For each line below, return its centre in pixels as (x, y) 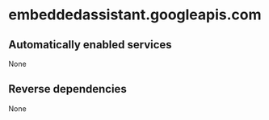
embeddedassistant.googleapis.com (135, 15)
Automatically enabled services (90, 45)
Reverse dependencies (67, 89)
